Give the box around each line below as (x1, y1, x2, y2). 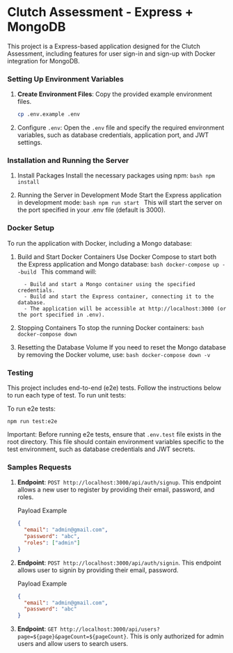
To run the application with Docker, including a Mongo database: (7, 239, 193, 247)
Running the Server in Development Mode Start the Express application (17, 191, 222, 199)
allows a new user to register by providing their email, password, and (17, 485, 215, 494)
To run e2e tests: (7, 404, 56, 413)
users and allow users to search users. (17, 640, 129, 648)
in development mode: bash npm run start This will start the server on (17, 198, 223, 207)
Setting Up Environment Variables (7, 74, 124, 84)
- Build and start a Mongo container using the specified (24, 281, 195, 288)
